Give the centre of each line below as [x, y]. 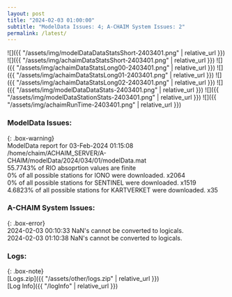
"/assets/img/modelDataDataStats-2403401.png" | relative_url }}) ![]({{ [118, 90]
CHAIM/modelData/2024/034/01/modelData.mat [77, 160]
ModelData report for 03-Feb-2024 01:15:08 [70, 145]
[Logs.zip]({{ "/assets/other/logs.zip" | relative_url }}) [83, 279]
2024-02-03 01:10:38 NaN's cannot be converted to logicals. [95, 238]
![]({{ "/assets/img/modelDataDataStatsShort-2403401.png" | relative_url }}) [116, 53]
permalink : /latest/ [37, 33]
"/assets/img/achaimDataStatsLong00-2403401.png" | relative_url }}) [116, 68]
